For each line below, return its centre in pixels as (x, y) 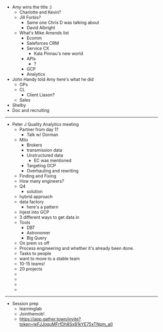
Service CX (38, 48)
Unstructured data (45, 155)
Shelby (19, 105)
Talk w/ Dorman (42, 135)
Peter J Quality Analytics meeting (45, 124)
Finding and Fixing (38, 176)
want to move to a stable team (49, 259)
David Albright (41, 28)
